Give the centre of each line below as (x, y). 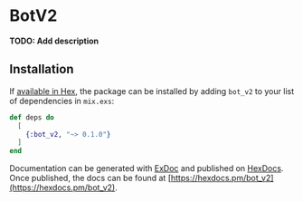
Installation (42, 69)
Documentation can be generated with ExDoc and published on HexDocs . (147, 168)
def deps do (32, 117)
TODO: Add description (54, 41)
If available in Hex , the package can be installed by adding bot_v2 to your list (152, 91)
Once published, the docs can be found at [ (90, 178)
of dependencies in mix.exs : (62, 101)
